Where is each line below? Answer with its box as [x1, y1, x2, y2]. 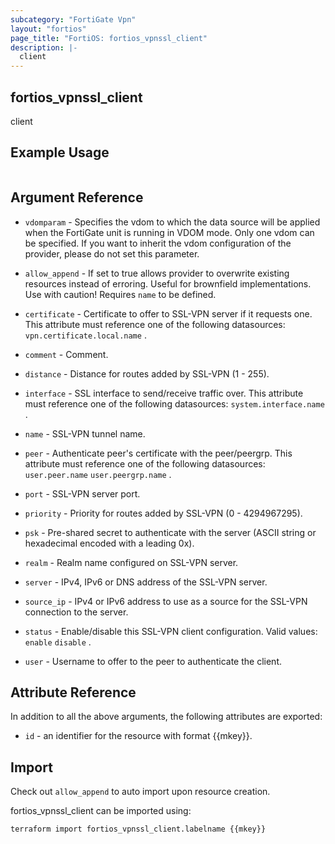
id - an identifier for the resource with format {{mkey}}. [24, 730, 253, 742]
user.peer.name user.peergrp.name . [24, 468, 172, 480]
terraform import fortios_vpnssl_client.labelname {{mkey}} [10, 824, 267, 835]
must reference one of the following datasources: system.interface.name [24, 397, 325, 410]
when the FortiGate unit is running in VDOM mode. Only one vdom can [24, 226, 315, 238]
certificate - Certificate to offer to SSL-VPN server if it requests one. [24, 307, 313, 320]
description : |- [10, 42, 78, 53]
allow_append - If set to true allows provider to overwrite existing [24, 267, 290, 279]
